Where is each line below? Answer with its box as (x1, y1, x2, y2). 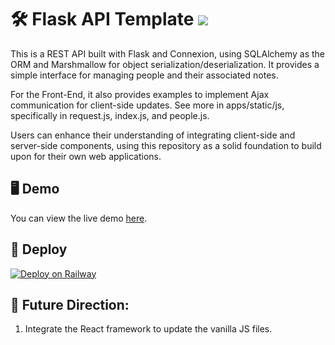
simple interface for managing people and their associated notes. (10, 69, 279, 81)
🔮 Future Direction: (10, 296, 130, 313)
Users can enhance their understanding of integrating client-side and (10, 129, 296, 141)
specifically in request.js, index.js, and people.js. (10, 109, 210, 121)
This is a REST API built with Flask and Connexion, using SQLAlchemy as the (10, 47, 326, 60)
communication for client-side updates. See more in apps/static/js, (10, 99, 285, 111)
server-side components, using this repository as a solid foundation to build (10, 139, 322, 151)
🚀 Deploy (10, 241, 68, 258)
